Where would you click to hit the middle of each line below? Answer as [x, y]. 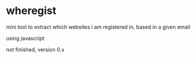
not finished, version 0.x [35, 49]
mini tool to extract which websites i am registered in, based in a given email [98, 27]
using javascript [25, 38]
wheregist [31, 11]
